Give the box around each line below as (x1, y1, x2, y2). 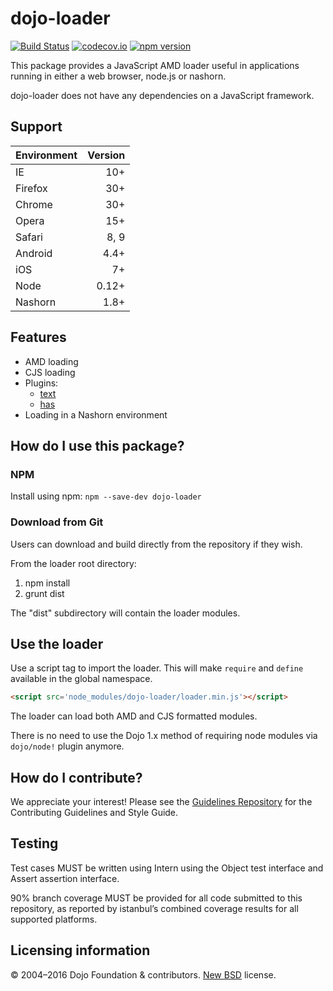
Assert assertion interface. (10, 872, 120, 884)
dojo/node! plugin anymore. (10, 740, 125, 752)
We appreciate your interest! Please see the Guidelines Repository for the (10, 796, 313, 808)
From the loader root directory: (10, 557, 137, 569)
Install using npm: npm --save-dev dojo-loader (10, 490, 202, 502)
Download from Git (10, 515, 104, 529)
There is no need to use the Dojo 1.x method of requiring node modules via (10, 730, 318, 742)
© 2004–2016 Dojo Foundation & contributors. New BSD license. (10, 968, 277, 981)
